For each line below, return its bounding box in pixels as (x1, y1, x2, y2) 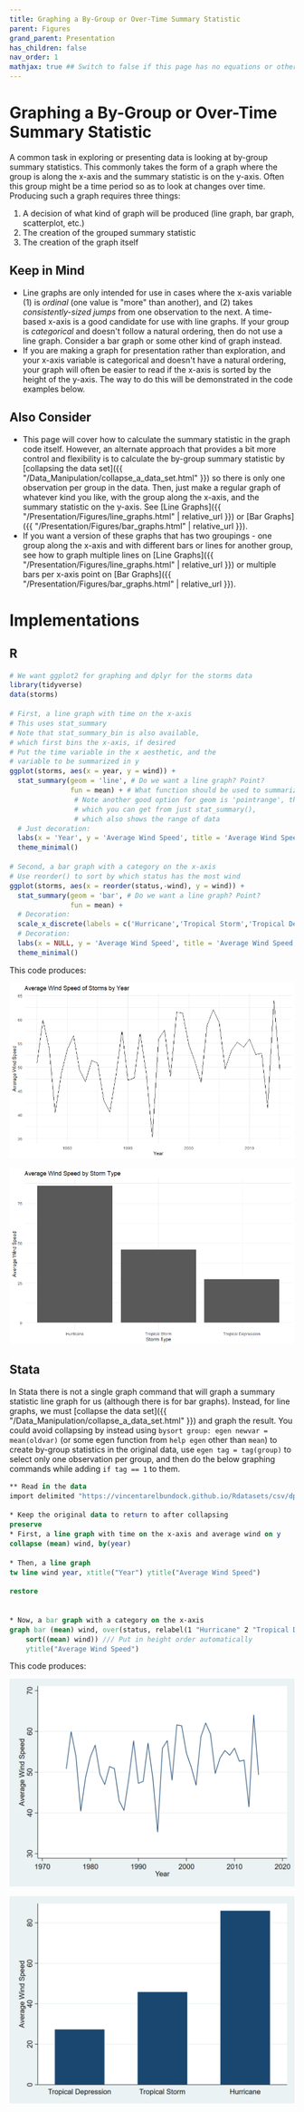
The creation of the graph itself (22, 237, 138, 247)
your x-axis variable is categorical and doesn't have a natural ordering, (22, 354, 287, 365)
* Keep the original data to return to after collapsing (9, 1510, 229, 1520)
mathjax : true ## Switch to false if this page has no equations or (9, 63, 273, 72)
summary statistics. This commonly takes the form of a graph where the (9, 161, 278, 172)
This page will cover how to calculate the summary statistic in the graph (22, 433, 291, 444)
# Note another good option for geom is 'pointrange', (73, 795, 285, 804)
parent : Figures (9, 24, 71, 34)
